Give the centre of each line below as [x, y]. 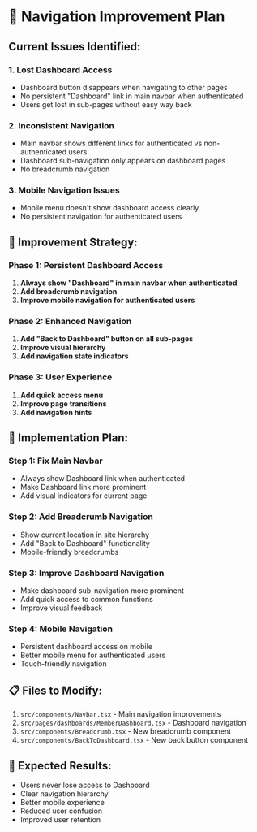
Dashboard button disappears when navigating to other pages [124, 87]
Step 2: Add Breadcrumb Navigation [81, 517]
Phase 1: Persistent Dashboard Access [86, 265]
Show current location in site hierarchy [85, 535]
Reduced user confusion [61, 811]
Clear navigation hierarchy [64, 793]
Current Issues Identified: [75, 47]
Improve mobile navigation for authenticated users [107, 301]
